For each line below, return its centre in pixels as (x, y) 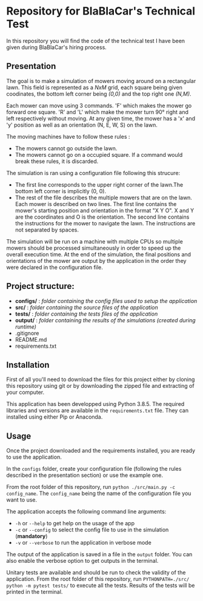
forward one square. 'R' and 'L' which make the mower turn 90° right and (98, 112)
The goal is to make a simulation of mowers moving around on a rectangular (101, 81)
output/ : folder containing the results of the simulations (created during (105, 320)
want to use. (22, 500)
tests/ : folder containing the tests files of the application (86, 314)
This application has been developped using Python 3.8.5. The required (95, 404)
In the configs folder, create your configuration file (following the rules (94, 469)
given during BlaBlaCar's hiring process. (57, 47)
